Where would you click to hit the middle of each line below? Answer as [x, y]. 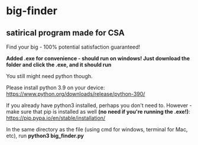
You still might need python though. [49, 76]
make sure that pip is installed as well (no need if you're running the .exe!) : [98, 112]
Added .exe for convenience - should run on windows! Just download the [98, 58]
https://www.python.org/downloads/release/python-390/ [76, 94]
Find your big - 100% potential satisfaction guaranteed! [73, 47]
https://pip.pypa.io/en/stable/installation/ [56, 118]
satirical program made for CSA [66, 33]
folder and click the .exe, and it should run [59, 65]
